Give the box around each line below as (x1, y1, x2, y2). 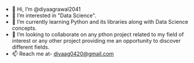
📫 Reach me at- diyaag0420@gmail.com (11, 51, 114, 57)
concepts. (11, 24, 37, 31)
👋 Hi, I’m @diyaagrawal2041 (11, 6, 81, 12)
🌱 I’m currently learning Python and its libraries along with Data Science (11, 18, 189, 25)
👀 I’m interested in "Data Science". (11, 12, 97, 19)
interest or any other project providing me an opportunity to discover (11, 37, 181, 44)
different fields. (11, 43, 50, 51)
